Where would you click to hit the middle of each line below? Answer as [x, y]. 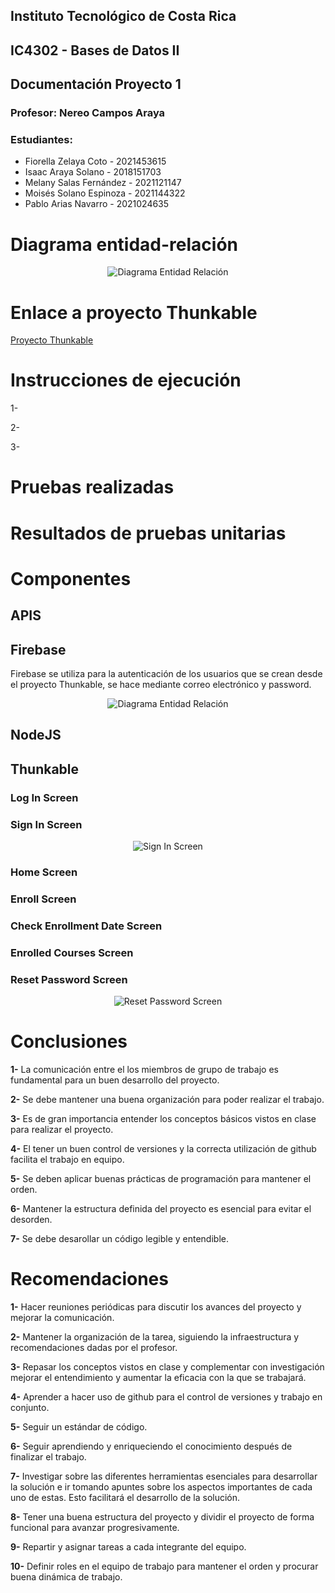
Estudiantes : [41, 140]
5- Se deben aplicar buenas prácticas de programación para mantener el [161, 1178]
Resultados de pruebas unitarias [148, 533]
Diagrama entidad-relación [124, 244]
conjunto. [30, 1407]
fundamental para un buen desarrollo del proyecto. [115, 1080]
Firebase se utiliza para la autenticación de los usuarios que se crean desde [166, 673]
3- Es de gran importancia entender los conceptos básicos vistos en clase [163, 1118]
